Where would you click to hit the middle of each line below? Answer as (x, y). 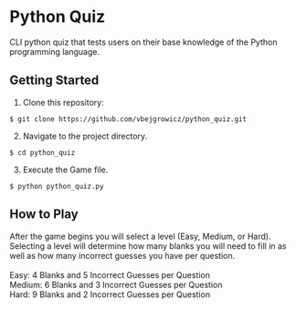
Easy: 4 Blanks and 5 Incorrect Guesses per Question (110, 274)
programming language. (55, 51)
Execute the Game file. (65, 170)
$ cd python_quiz (42, 152)
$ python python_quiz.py (57, 186)
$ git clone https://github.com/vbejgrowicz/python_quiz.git (128, 119)
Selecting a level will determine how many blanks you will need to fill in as (148, 246)
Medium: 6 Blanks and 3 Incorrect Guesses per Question (116, 284)
